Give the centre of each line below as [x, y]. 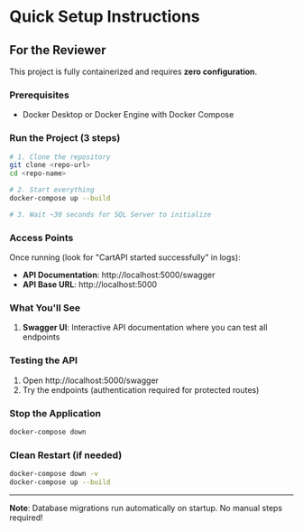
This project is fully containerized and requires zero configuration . [133, 71]
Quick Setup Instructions [105, 17]
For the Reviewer [58, 50]
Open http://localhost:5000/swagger [91, 380]
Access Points [41, 238]
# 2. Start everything [52, 190]
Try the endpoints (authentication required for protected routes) [141, 389]
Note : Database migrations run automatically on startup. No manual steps [146, 508]
